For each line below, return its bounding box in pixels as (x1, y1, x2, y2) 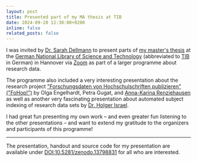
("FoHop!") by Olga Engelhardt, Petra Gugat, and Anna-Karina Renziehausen (6, 89, 191, 96)
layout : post (6, 8, 38, 15)
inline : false (6, 25, 41, 31)
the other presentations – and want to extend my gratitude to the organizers (6, 119, 189, 126)
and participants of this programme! (6, 126, 93, 133)
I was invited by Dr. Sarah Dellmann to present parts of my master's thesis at (6, 46, 191, 53)
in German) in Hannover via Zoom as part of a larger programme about (6, 59, 177, 66)
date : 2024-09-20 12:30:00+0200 (6, 19, 85, 25)
